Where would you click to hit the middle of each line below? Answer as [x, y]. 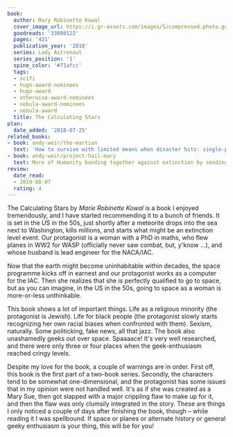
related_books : [29, 136]
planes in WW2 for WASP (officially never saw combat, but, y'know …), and [115, 245]
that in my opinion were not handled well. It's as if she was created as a [109, 389]
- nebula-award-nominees [49, 104]
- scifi [25, 78]
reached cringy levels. [39, 353]
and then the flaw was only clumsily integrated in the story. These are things [116, 404]
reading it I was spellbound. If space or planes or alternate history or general [116, 419]
